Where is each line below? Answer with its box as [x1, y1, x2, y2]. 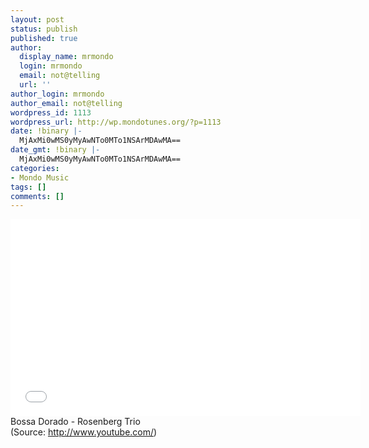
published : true [10, 33, 78, 43]
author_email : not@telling [10, 98, 123, 108]
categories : [10, 163, 60, 173]
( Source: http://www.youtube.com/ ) [10, 426, 158, 438]
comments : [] [10, 191, 65, 201]
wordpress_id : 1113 [10, 107, 92, 118]
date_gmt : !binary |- [10, 145, 101, 155]
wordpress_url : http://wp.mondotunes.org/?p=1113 [10, 117, 222, 127]
